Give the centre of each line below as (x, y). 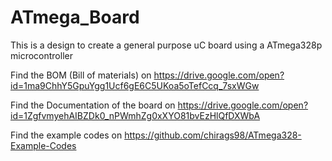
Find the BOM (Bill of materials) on (81, 75)
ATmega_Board (75, 17)
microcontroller (41, 55)
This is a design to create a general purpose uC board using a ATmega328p (166, 45)
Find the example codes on (66, 135)
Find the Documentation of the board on (93, 105)
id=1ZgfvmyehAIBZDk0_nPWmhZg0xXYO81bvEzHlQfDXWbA (135, 115)
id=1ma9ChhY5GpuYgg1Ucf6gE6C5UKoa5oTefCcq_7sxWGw (135, 85)
